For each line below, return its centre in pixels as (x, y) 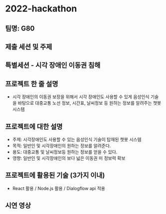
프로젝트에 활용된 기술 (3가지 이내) (55, 175)
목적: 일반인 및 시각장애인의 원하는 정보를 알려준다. (62, 146)
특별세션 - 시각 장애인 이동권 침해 (53, 65)
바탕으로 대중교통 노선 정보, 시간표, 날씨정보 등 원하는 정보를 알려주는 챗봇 (89, 103)
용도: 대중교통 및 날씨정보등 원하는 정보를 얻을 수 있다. (65, 152)
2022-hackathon (41, 9)
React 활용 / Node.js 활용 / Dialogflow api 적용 (59, 188)
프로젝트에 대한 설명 (34, 126)
